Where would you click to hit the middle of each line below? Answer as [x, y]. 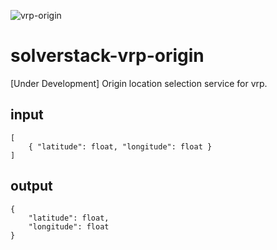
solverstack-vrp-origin [107, 56]
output [31, 186]
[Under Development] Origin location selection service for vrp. [139, 83]
